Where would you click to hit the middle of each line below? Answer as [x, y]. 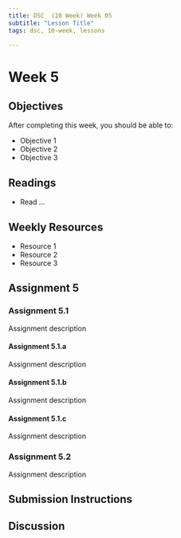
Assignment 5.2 [40, 457]
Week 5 [34, 77]
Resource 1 [38, 246]
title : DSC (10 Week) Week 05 [60, 16]
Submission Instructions [71, 499]
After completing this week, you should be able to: [91, 125]
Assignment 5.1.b [37, 383]
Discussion [37, 526]
